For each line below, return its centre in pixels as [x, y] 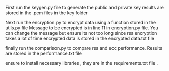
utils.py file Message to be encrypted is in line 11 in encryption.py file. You [82, 28]
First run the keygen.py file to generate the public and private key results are [84, 7]
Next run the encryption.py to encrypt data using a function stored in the [81, 22]
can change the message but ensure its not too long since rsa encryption [81, 33]
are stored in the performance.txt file [44, 53]
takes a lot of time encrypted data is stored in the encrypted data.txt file [80, 38]
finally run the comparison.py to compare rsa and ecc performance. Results [84, 48]
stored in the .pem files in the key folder [47, 13]
